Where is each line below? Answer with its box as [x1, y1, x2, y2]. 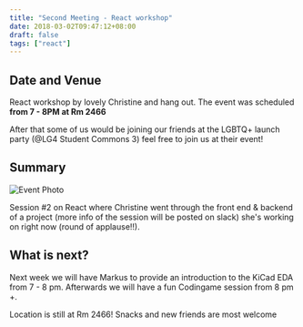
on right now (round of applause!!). [9, 220, 140, 232]
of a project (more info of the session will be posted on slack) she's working [9, 211, 294, 222]
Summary [9, 160, 66, 176]
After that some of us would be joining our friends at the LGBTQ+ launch [9, 124, 280, 135]
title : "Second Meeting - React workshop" [9, 13, 173, 23]
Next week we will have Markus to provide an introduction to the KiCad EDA [9, 271, 294, 282]
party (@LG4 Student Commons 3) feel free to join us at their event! [9, 134, 264, 145]
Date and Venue [9, 72, 102, 87]
